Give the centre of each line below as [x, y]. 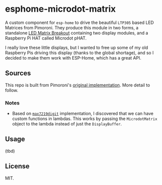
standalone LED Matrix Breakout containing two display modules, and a [77, 33]
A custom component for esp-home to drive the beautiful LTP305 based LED [80, 22]
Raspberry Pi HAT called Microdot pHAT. [46, 38]
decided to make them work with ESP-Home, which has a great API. [73, 58]
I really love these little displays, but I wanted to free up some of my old [77, 47]
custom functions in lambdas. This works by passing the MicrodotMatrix [85, 119]
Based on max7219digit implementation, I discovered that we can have [83, 114]
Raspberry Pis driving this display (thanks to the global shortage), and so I [79, 53]
